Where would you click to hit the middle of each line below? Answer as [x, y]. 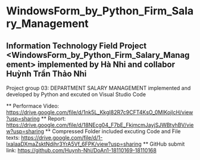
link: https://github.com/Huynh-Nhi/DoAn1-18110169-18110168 [81, 150]
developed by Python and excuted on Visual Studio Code [76, 94]
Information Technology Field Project [76, 46]
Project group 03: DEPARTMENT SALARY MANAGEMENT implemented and [99, 88]
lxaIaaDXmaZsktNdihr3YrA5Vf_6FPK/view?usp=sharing [74, 144]
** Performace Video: [33, 106]
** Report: [53, 119]
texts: [13, 138]
